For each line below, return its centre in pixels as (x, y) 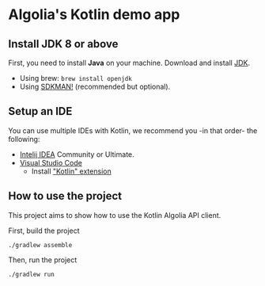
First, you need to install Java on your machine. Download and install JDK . (129, 63)
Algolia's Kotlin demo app (94, 15)
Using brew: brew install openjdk (76, 78)
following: (24, 139)
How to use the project (65, 196)
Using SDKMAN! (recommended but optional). (95, 86)
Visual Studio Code (51, 162)
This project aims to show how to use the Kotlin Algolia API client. (115, 215)
